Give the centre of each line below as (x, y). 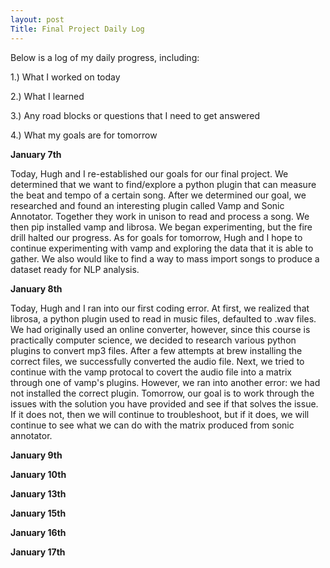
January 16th (38, 532)
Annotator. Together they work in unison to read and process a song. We (160, 216)
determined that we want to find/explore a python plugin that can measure (163, 184)
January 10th (38, 474)
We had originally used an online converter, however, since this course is (160, 329)
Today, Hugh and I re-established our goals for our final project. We (149, 173)
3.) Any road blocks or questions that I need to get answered (135, 115)
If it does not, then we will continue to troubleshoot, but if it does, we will (160, 414)
